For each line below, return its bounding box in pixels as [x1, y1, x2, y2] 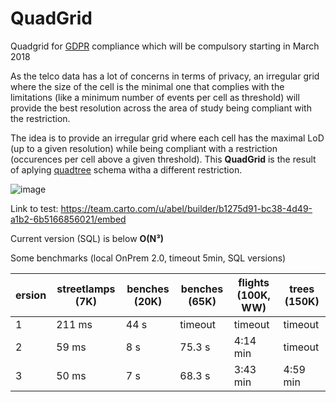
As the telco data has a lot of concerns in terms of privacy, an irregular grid [10, 70, 320, 82]
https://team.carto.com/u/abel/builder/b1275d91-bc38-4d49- [60, 202, 313, 214]
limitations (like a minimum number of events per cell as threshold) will [10, 91, 300, 103]
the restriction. [10, 112, 71, 124]
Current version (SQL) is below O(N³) [10, 232, 165, 244]
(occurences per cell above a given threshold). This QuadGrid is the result [10, 153, 317, 165]
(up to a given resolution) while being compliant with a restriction [10, 142, 278, 154]
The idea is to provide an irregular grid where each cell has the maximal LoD [10, 132, 325, 144]
